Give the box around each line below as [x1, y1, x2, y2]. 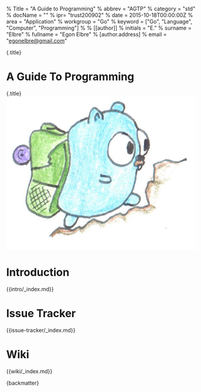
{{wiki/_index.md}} [6, 367, 53, 375]
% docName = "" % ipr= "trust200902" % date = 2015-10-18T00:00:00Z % [6, 11, 194, 19]
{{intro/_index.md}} [6, 285, 54, 292]
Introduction [6, 265, 70, 279]
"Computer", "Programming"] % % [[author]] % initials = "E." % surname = [6, 24, 192, 31]
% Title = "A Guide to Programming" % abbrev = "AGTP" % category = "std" [6, 5, 196, 12]
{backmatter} [6, 379, 39, 387]
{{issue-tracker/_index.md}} [6, 326, 76, 334]
